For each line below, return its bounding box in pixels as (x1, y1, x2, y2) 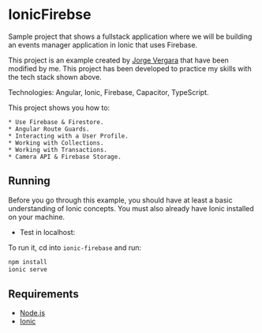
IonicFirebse (8, 6, 92, 24)
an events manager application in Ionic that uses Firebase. (8, 40, 198, 49)
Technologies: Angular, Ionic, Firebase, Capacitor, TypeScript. (8, 87, 209, 96)
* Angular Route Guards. (8, 125, 90, 133)
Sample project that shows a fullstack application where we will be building (8, 32, 253, 41)
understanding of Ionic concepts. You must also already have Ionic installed (8, 203, 254, 213)
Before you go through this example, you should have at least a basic (8, 195, 233, 205)
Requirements (8, 287, 79, 301)
